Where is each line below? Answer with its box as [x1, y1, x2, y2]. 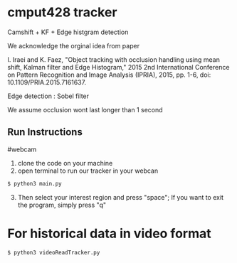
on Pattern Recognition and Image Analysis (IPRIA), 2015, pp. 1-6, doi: [7, 70, 211, 79]
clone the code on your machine [17, 159, 113, 167]
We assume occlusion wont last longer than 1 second [7, 105, 163, 114]
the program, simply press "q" [17, 200, 107, 209]
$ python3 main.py [7, 180, 62, 187]
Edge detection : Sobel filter [7, 92, 90, 100]
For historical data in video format [7, 225, 211, 242]
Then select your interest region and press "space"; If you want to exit [17, 193, 224, 201]
